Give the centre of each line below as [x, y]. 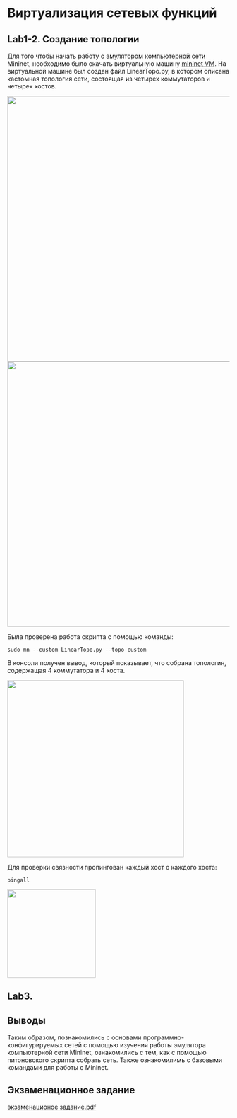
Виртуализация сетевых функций [112, 13]
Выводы [26, 1020]
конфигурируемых [35, 1045]
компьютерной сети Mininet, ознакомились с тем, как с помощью [107, 1053]
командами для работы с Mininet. [58, 1068]
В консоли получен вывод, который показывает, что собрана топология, [117, 663]
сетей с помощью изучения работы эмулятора [135, 1045]
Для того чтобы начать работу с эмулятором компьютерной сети [107, 56]
